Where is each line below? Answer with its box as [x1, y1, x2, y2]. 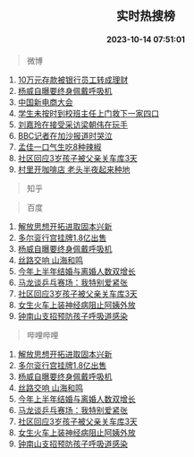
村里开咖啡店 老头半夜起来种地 [17, 164, 131, 175]
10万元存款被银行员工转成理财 [17, 74, 129, 85]
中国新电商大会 [17, 97, 73, 108]
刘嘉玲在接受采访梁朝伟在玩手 [17, 119, 128, 130]
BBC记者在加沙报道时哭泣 [17, 130, 114, 141]
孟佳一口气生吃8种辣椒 [17, 142, 102, 152]
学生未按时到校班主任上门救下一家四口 [17, 108, 159, 118]
